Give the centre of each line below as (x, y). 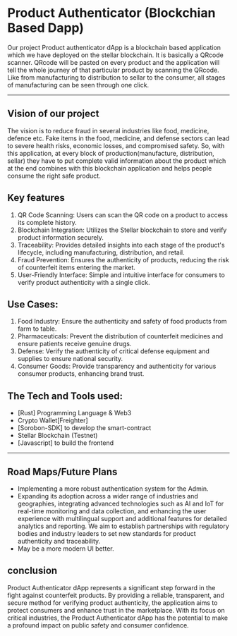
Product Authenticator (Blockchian (111, 13)
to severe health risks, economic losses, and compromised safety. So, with (116, 145)
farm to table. (37, 329)
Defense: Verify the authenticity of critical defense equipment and (114, 351)
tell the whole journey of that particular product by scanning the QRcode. (114, 70)
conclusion (32, 571)
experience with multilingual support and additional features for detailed (122, 519)
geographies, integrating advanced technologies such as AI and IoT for (121, 503)
